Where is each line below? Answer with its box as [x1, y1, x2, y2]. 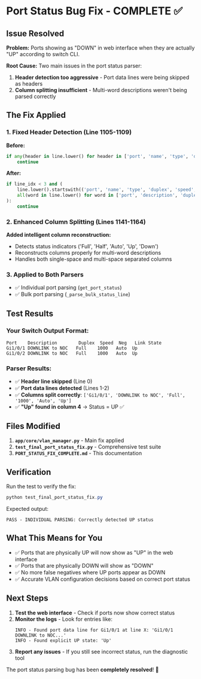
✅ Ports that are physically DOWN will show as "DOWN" [14, 562, 154, 569]
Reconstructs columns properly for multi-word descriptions [14, 249, 162, 257]
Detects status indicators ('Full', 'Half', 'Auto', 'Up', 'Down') [14, 243, 159, 250]
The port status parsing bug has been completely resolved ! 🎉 [6, 666, 159, 673]
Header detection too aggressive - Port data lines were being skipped [14, 74, 190, 81]
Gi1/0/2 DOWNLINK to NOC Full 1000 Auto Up [6, 351, 138, 357]
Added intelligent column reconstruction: [6, 232, 111, 239]
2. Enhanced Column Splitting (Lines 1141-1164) [6, 217, 146, 226]
